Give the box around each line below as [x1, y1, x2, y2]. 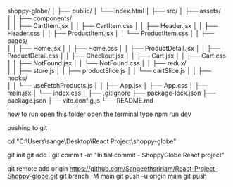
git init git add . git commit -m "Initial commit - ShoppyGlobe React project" [7, 151, 225, 159]
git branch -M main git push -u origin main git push [58, 172, 208, 180]
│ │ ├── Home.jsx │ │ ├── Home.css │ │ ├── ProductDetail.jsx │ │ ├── [7, 44, 220, 52]
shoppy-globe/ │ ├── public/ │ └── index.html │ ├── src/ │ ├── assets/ [7, 7, 221, 15]
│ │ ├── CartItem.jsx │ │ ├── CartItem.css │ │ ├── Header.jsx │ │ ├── [7, 22, 218, 30]
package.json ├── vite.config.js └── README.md [7, 96, 153, 105]
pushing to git [7, 124, 48, 131]
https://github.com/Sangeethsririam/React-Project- [69, 165, 218, 172]
